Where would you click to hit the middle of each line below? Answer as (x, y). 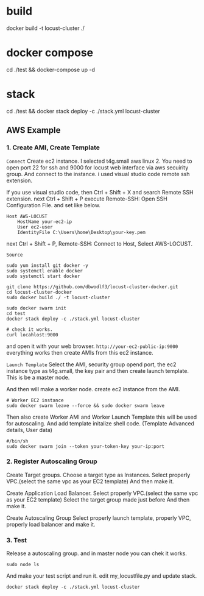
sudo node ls (23, 565)
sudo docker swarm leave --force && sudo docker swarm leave (86, 406)
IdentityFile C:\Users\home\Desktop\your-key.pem (82, 232)
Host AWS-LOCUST (27, 216)
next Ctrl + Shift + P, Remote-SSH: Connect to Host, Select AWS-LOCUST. (100, 243)
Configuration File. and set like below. (53, 205)
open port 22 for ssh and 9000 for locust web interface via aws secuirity (97, 167)
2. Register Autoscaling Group (52, 461)
